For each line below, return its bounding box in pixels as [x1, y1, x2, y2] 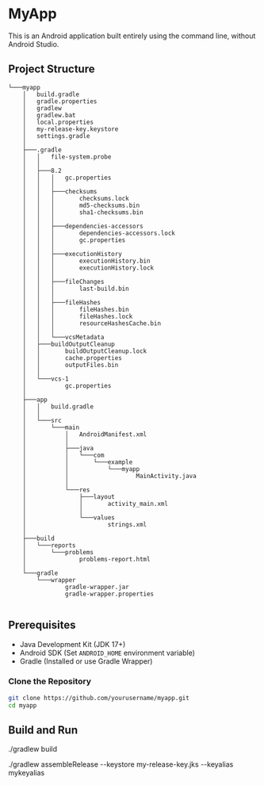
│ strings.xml [22, 520, 147, 528]
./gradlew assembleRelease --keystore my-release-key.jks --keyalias [8, 760, 234, 769]
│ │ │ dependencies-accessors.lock [22, 229, 176, 237]
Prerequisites [8, 618, 76, 632]
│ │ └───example [22, 458, 133, 466]
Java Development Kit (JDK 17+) [19, 639, 126, 649]
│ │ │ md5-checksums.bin [22, 201, 140, 209]
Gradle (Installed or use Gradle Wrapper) [19, 656, 153, 666]
